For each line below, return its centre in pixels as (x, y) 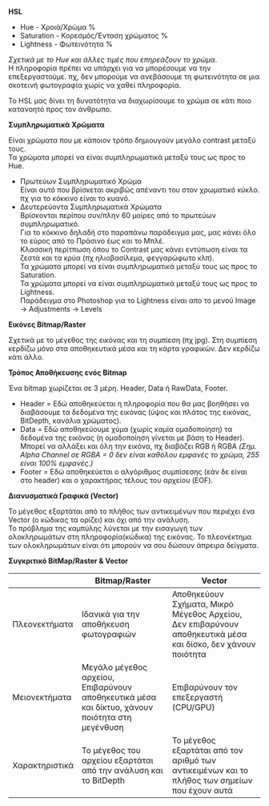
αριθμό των (194, 760)
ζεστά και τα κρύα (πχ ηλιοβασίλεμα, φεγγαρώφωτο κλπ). (117, 258)
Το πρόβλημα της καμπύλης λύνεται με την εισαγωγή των (105, 528)
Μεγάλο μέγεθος (114, 667)
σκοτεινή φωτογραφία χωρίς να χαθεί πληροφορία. (95, 85)
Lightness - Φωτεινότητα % (66, 44)
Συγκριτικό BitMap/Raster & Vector (68, 561)
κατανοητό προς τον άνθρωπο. (60, 109)
